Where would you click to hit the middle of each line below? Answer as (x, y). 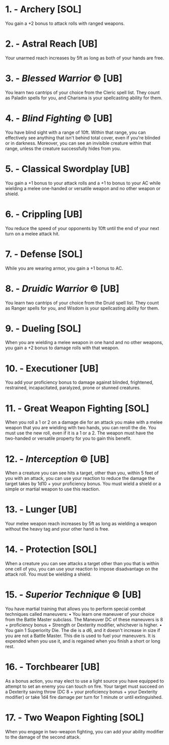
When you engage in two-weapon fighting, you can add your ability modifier (84, 731)
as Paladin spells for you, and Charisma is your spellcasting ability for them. (84, 98)
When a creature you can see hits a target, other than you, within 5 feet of (82, 473)
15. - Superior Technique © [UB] (73, 595)
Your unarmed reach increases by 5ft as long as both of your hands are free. (85, 58)
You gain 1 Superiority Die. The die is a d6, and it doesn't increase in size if (83, 630)
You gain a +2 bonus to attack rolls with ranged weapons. (65, 23)
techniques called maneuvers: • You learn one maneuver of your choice (80, 614)
